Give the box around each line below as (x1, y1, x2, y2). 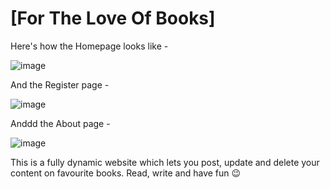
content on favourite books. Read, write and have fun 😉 (10, 167, 242, 179)
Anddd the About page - (10, 117, 111, 129)
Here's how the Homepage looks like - (10, 40, 169, 52)
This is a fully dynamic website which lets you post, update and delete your (10, 156, 320, 168)
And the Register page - (10, 78, 110, 91)
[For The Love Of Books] (10, 7, 216, 30)
